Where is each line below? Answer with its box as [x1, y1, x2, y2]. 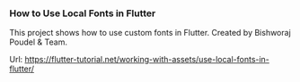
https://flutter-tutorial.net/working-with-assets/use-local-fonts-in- [24, 54, 269, 65]
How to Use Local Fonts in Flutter [9, 7, 156, 20]
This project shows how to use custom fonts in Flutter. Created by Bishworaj [9, 28, 292, 38]
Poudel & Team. [9, 37, 67, 47]
